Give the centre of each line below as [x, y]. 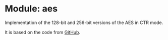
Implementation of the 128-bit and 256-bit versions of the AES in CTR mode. [84, 22]
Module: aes [31, 9]
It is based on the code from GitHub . [42, 32]
